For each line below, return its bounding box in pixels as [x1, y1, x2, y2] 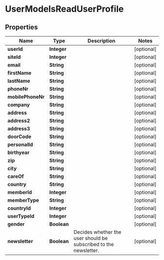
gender [7, 221, 25, 227]
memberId [7, 189, 32, 195]
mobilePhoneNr [7, 94, 45, 100]
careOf [7, 173, 24, 180]
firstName [7, 70, 32, 76]
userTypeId [7, 213, 35, 219]
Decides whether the [73, 229, 122, 236]
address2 [7, 118, 30, 124]
